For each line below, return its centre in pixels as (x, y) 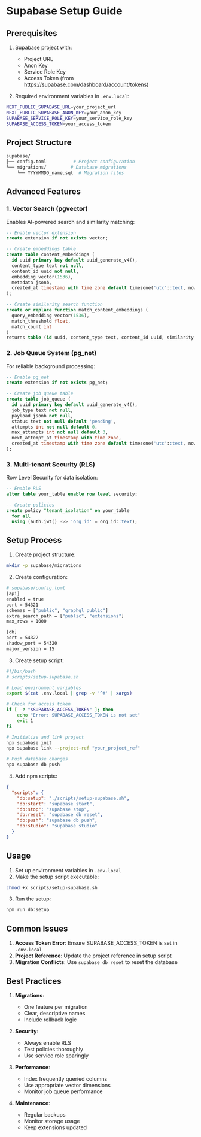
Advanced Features (44, 192)
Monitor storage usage (52, 1121)
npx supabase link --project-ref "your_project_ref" (73, 748)
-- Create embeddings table (41, 249)
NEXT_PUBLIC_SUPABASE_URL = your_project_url (61, 107)
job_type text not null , (42, 410)
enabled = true (25, 599)
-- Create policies (31, 505)
